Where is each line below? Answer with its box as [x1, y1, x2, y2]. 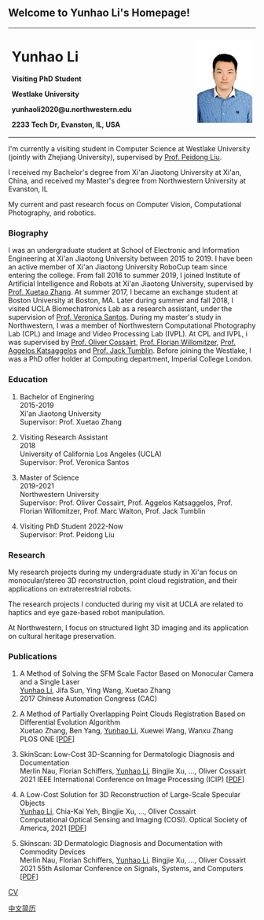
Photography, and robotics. [8, 208, 97, 217]
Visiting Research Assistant [19, 432, 108, 442]
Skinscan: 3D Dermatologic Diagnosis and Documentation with [19, 839, 223, 848]
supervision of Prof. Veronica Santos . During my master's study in [8, 313, 222, 322]
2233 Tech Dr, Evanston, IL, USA [11, 120, 120, 129]
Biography [8, 228, 49, 239]
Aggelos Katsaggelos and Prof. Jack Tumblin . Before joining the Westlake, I [8, 346, 251, 355]
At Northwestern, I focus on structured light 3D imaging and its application [8, 622, 249, 632]
